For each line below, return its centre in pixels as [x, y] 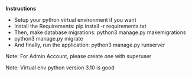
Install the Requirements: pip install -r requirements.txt [80, 26]
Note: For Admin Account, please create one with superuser [79, 56]
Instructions [21, 9]
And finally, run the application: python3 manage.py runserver [90, 45]
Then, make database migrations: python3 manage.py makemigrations [100, 32]
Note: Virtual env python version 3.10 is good [60, 68]
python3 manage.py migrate [48, 38]
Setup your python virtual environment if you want [75, 20]
